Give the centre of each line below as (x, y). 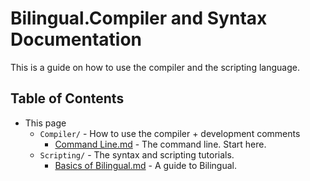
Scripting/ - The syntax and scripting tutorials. (137, 154)
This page (45, 123)
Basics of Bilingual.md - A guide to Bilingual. (145, 165)
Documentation (76, 39)
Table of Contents (67, 98)
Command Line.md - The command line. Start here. (160, 144)
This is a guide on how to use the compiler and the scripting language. (155, 67)
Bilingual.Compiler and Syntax (139, 18)
